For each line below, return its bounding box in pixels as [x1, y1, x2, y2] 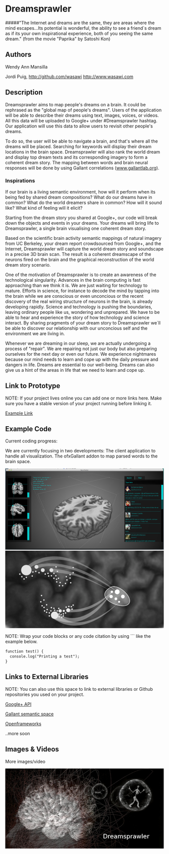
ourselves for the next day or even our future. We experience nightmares [5, 351, 156, 357]
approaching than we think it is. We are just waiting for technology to [5, 282, 148, 288]
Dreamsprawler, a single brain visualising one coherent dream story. [5, 225, 146, 231]
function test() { [5, 648, 44, 654]
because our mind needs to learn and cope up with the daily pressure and [5, 356, 158, 362]
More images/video [5, 758, 46, 764]
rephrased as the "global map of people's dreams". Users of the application [5, 107, 162, 113]
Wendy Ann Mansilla [5, 63, 48, 70]
